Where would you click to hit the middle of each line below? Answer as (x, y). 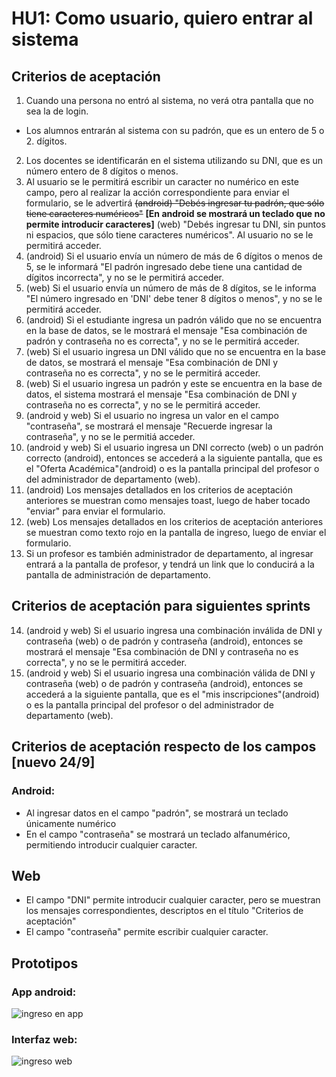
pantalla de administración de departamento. (118, 575)
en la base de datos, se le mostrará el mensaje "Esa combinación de (166, 330)
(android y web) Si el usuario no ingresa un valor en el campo (152, 415)
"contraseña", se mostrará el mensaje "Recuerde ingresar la (149, 426)
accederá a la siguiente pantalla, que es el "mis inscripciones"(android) (172, 694)
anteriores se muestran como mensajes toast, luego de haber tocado (168, 500)
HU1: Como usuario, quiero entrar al (162, 18)
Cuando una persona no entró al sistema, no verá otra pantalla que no (169, 100)
